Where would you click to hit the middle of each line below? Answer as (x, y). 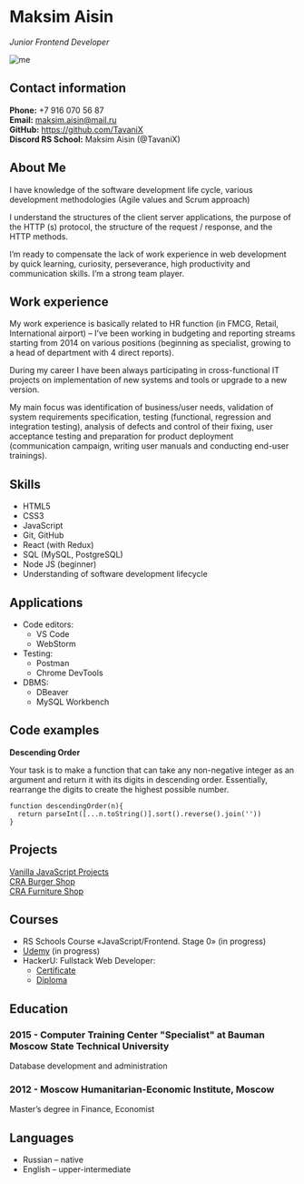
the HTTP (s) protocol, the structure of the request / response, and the (141, 227)
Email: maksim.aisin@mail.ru (63, 119)
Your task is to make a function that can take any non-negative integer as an (152, 770)
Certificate (56, 970)
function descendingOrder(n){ (67, 806)
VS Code (53, 634)
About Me (38, 168)
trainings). (29, 456)
